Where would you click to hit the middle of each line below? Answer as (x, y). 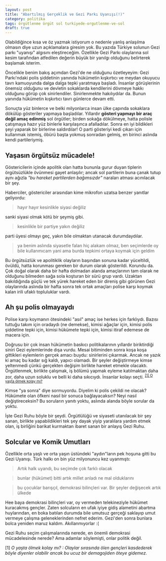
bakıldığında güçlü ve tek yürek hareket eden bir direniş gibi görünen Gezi (80, 281)
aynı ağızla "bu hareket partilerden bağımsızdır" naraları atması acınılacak (80, 178)
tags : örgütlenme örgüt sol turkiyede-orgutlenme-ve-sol (65, 23)
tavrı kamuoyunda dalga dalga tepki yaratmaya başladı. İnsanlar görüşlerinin (83, 83)
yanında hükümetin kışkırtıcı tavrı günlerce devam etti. (60, 99)
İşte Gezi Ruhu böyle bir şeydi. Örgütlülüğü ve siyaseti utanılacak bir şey (78, 416)
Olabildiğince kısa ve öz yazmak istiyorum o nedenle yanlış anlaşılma (75, 42)
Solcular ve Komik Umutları (48, 442)
